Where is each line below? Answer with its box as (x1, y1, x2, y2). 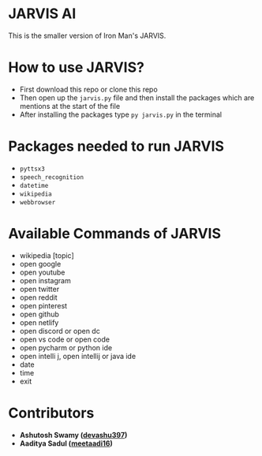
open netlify (19, 317, 59, 327)
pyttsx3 (19, 165, 45, 173)
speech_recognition (19, 173, 84, 181)
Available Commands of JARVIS (8, 225, 222, 242)
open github (19, 309, 59, 319)
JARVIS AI (8, 5, 77, 23)
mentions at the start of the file (19, 101, 121, 110)
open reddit (19, 293, 58, 302)
